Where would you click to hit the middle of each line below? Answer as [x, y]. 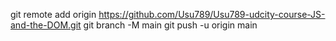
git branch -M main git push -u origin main [170, 25]
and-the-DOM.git [46, 25]
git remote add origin [53, 14]
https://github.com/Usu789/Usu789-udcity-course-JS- [212, 14]
